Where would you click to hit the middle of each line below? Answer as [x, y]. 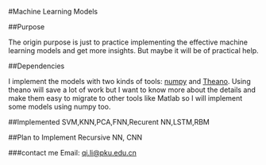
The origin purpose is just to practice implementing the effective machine [128, 42]
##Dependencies [37, 66]
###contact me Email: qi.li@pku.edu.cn [73, 153]
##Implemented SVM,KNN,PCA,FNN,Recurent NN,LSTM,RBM [109, 122]
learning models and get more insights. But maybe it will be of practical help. [133, 50]
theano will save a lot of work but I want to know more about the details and [132, 90]
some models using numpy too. [60, 107]
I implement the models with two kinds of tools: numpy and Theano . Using [130, 81]
